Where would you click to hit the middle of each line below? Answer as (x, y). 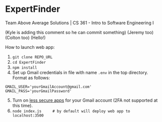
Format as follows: (31, 78)
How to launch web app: (30, 47)
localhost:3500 (28, 115)
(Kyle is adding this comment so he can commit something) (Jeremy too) (79, 32)
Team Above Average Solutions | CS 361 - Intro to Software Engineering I (80, 23)
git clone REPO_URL (32, 57)
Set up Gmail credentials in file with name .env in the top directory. (80, 72)
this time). (23, 105)
